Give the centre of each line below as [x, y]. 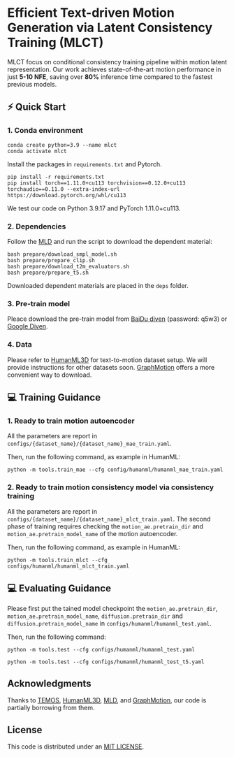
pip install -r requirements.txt [56, 177]
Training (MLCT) [56, 43]
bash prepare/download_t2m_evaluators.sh [68, 266]
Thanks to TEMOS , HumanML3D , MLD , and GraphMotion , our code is [107, 700]
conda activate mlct [37, 151]
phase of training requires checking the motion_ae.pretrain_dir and [105, 526]
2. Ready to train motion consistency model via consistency [111, 487]
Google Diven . [28, 326]
